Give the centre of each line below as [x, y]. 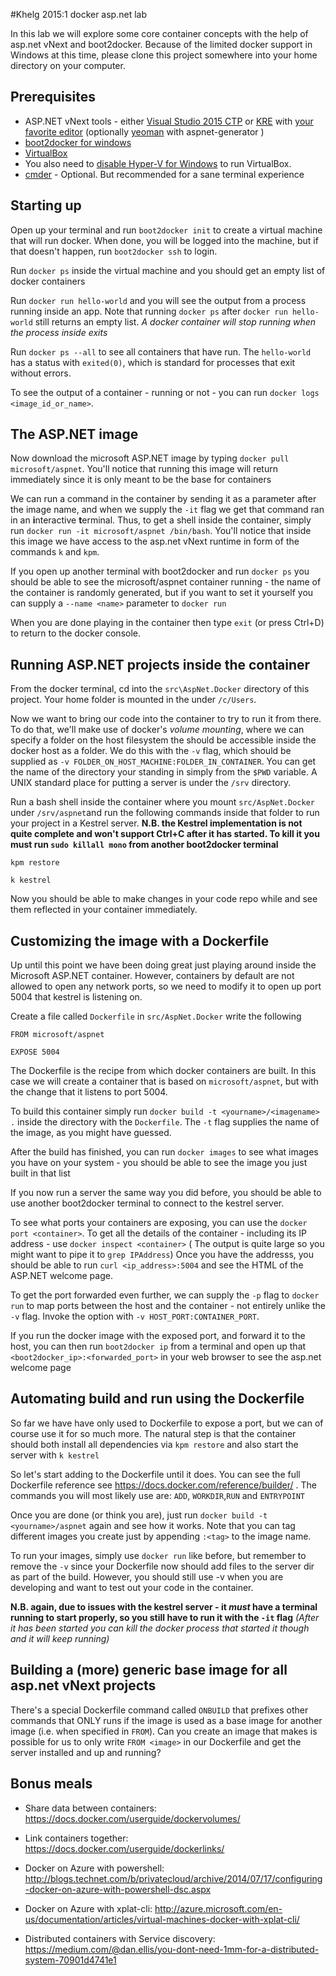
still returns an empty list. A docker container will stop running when [175, 321]
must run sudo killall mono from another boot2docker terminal [144, 845]
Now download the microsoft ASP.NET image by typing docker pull [150, 458]
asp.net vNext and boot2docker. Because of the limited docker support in [161, 44]
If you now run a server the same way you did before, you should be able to [166, 1193]
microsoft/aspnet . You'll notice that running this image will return [144, 469]
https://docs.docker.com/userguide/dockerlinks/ [124, 1848]
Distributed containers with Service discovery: [120, 1938]
